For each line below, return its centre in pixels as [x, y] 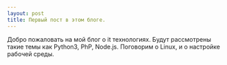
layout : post [26, 13]
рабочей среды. [31, 54]
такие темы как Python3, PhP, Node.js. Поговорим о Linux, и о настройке [114, 47]
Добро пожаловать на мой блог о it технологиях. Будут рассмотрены [109, 39]
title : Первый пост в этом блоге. [57, 20]
